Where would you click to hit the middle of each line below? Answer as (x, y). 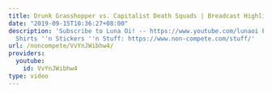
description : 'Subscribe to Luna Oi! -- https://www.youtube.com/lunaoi (134, 31)
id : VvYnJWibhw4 (51, 69)
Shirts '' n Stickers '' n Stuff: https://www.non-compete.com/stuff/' (135, 38)
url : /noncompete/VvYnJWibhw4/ (61, 46)
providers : (27, 53)
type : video (28, 76)
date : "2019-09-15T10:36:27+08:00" (68, 23)
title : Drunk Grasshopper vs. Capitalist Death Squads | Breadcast (125, 16)
